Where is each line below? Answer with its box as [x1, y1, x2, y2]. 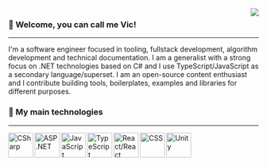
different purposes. [8, 87, 72, 96]
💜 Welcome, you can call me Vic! [8, 19, 137, 30]
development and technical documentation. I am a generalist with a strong [8, 53, 251, 63]
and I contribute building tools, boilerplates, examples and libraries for [8, 79, 238, 88]
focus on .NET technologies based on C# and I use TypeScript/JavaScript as [8, 61, 259, 71]
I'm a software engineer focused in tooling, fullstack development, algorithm [8, 44, 258, 54]
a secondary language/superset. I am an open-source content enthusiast [8, 70, 248, 79]
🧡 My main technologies [8, 106, 103, 118]
